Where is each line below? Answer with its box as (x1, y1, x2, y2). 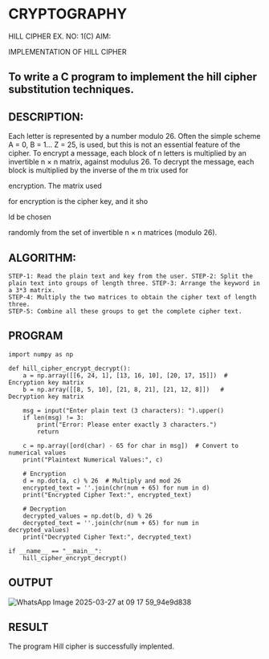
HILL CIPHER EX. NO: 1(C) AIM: (8, 31, 111, 41)
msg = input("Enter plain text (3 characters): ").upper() (22, 406, 225, 414)
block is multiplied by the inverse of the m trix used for (8, 165, 189, 175)
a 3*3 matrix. (8, 286, 56, 294)
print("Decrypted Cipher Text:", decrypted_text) (22, 533, 193, 541)
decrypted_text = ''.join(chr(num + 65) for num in (22, 519, 199, 527)
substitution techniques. (8, 83, 135, 96)
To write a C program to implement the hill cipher (8, 70, 257, 84)
